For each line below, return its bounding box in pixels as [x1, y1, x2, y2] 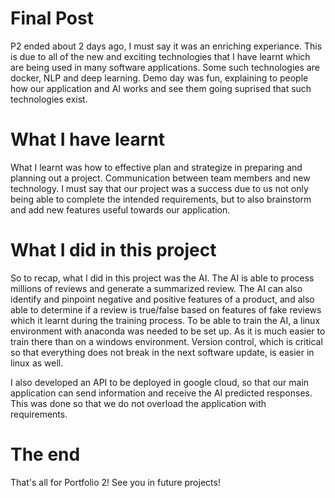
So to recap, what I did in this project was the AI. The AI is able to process [10, 272, 315, 284]
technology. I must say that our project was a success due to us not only [10, 182, 309, 194]
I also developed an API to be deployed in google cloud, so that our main [10, 376, 310, 388]
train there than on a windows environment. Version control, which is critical [10, 335, 323, 347]
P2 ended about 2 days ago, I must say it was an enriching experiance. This [10, 40, 323, 52]
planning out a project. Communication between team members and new [10, 172, 311, 184]
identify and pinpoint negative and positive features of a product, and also [10, 293, 315, 305]
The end [10, 443, 81, 466]
